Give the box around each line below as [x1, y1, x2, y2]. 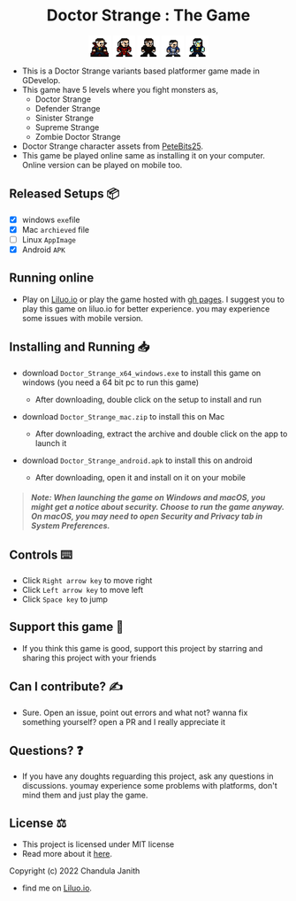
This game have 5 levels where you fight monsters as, [21, 84, 219, 95]
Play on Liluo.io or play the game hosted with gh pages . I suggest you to [21, 294, 285, 304]
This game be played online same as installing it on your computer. [21, 150, 265, 160]
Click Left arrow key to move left [21, 584, 144, 595]
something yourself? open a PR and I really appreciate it [21, 716, 225, 727]
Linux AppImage [21, 234, 77, 244]
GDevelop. [21, 74, 61, 85]
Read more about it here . [21, 849, 113, 859]
